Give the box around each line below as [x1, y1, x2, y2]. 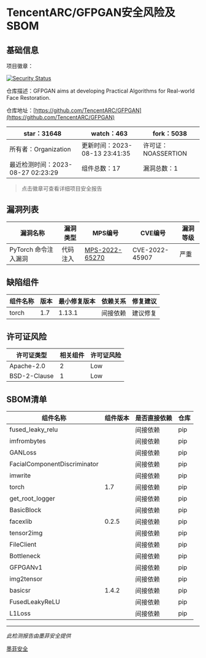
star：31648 [23, 129, 62, 138]
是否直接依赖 [135, 414, 173, 423]
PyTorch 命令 [9, 245, 48, 254]
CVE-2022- [132, 246, 169, 254]
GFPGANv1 [9, 563, 43, 572]
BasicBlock [9, 506, 42, 515]
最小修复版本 [58, 297, 96, 305]
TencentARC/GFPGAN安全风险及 [6, 6, 176, 20]
